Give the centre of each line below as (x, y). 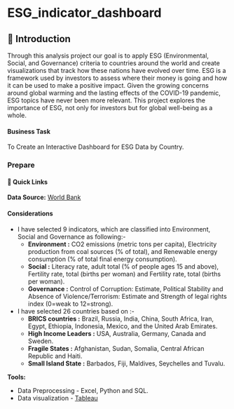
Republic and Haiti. (55, 356)
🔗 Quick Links (27, 182)
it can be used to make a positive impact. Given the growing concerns (108, 85)
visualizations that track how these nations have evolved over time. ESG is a (117, 71)
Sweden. (41, 341)
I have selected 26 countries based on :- (76, 311)
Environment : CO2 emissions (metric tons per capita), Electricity (122, 244)
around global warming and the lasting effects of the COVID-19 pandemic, (114, 93)
